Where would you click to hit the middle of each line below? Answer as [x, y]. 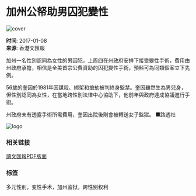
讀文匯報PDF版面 [27, 156]
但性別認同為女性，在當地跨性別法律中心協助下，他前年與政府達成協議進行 [95, 95]
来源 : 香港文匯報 [25, 48]
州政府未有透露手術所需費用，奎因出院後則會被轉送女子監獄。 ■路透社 [91, 114]
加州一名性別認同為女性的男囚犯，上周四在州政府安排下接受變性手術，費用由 [98, 60]
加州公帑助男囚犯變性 [57, 12]
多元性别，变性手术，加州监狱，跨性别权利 [57, 187]
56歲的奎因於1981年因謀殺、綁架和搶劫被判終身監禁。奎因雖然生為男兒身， [96, 87]
